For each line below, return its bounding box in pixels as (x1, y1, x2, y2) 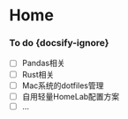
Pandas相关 (21, 58, 65, 69)
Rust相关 (21, 69, 55, 79)
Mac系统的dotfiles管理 (21, 80, 104, 91)
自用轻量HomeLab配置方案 (21, 91, 120, 101)
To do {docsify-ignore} (9, 37, 109, 49)
